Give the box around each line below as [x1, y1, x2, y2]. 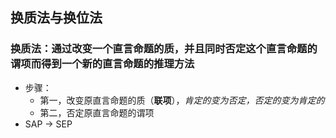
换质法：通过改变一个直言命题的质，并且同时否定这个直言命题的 [10, 42, 318, 56]
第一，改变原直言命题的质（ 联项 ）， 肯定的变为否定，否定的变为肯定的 [39, 94, 325, 106]
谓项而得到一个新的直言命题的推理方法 [10, 57, 195, 71]
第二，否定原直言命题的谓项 [39, 106, 155, 118]
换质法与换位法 [10, 9, 103, 27]
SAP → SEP [24, 118, 73, 130]
